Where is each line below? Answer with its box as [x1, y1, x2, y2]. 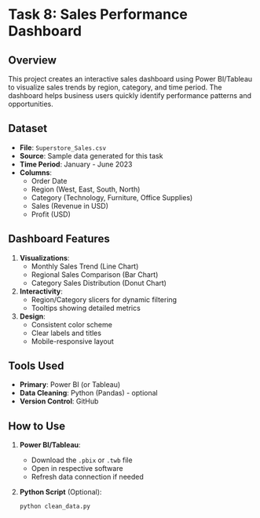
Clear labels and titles [31, 328, 102, 337]
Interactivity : [19, 286, 63, 296]
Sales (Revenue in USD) [31, 201, 108, 210]
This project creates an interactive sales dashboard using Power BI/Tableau [8, 75, 253, 83]
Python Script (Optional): [19, 487, 102, 497]
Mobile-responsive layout [31, 336, 114, 346]
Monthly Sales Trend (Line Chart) [31, 261, 139, 271]
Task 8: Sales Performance [8, 5, 189, 24]
